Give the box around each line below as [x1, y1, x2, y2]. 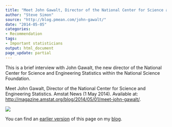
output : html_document [5, 46, 54, 51]
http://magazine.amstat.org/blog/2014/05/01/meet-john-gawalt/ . [5, 96, 141, 102]
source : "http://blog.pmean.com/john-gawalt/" [5, 17, 106, 22]
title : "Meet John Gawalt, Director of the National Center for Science [5, 7, 164, 13]
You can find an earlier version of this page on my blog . [5, 116, 122, 122]
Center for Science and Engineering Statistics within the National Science [5, 70, 160, 76]
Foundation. [5, 75, 31, 81]
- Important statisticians [5, 41, 63, 46]
